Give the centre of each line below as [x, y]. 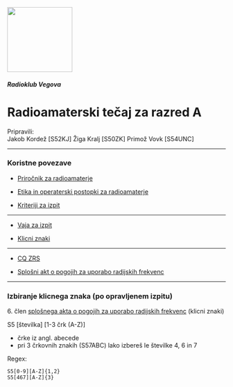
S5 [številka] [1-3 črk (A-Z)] [46, 325]
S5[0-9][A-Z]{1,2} [34, 372]
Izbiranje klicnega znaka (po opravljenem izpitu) [90, 296]
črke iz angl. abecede [48, 338]
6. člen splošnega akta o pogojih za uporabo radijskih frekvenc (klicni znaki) [116, 312]
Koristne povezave [40, 163]
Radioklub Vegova [34, 84]
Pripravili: [21, 132]
